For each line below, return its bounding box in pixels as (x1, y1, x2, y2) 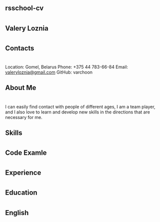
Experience (5, 169, 41, 177)
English (5, 209, 29, 217)
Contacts (5, 44, 35, 52)
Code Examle (5, 149, 47, 157)
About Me (5, 84, 36, 92)
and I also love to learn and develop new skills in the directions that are (5, 109, 150, 115)
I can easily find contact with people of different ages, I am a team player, (5, 104, 156, 110)
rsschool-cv (5, 4, 44, 12)
